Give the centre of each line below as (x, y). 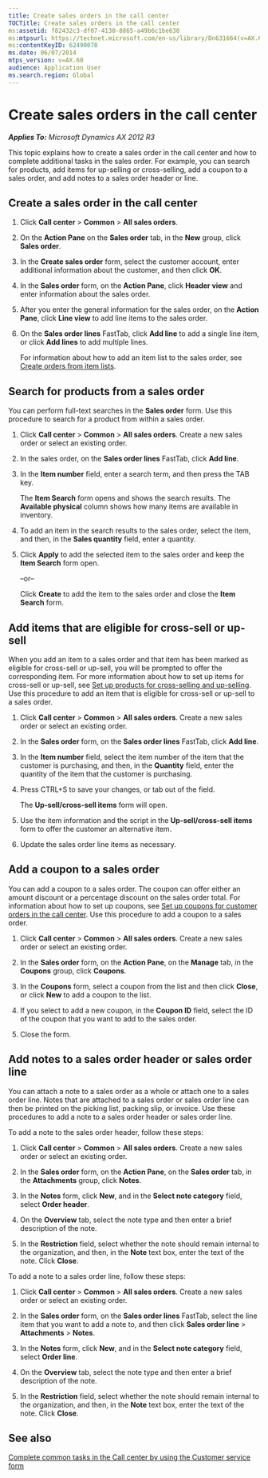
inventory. (36, 515)
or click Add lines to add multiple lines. (84, 342)
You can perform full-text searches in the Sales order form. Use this (120, 411)
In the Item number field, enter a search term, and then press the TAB (134, 474)
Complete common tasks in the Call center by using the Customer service (130, 1457)
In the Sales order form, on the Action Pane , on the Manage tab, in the (136, 962)
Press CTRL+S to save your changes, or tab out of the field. (117, 789)
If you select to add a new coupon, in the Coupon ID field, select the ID (136, 1010)
